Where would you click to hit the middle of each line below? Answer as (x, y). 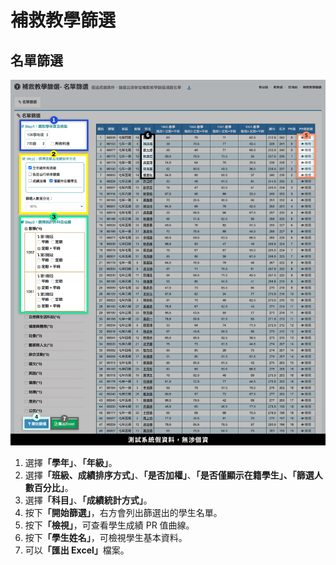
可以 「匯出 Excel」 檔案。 (77, 550)
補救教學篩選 (63, 20)
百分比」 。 (53, 488)
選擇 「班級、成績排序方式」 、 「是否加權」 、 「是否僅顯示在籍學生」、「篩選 (169, 475)
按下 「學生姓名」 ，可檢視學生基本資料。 (106, 538)
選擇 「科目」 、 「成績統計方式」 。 (88, 500)
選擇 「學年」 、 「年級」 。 (71, 463)
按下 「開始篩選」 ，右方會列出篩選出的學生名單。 (123, 513)
